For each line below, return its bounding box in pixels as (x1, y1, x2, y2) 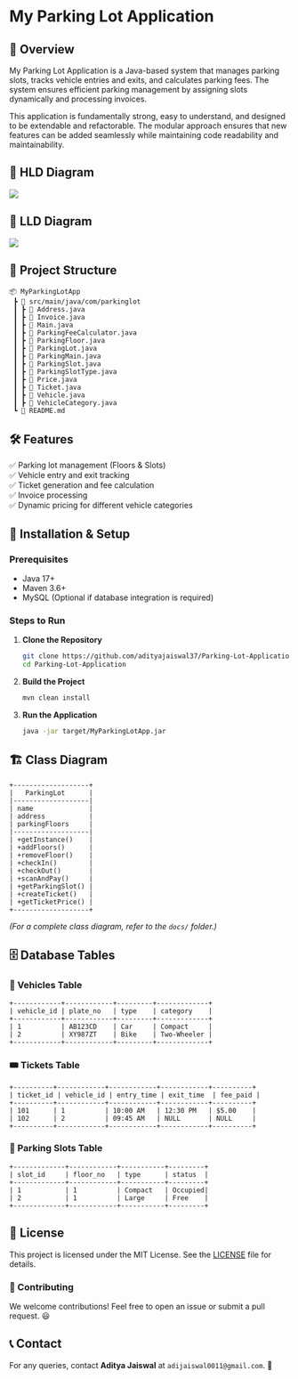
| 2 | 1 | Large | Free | (9, 1193, 209, 1203)
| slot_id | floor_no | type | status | (9, 1170, 209, 1179)
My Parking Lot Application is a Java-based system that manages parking (9, 65, 280, 76)
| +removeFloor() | (9, 850, 93, 860)
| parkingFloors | (9, 819, 93, 829)
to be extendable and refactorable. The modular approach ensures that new (9, 120, 287, 131)
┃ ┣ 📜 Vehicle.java (12, 391, 86, 400)
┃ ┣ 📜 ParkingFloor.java (12, 337, 105, 345)
